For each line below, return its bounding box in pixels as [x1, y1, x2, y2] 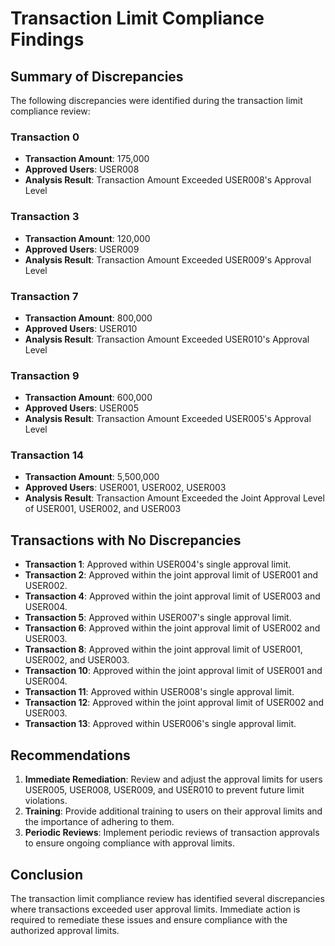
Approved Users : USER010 [24, 322, 138, 334]
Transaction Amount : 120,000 [24, 232, 151, 244]
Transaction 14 [10, 448, 85, 462]
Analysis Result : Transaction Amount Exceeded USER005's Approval [24, 413, 312, 425]
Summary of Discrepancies [10, 68, 184, 85]
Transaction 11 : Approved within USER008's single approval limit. [24, 686, 295, 698]
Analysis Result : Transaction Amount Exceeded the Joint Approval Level [24, 492, 325, 504]
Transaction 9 [10, 368, 80, 382]
